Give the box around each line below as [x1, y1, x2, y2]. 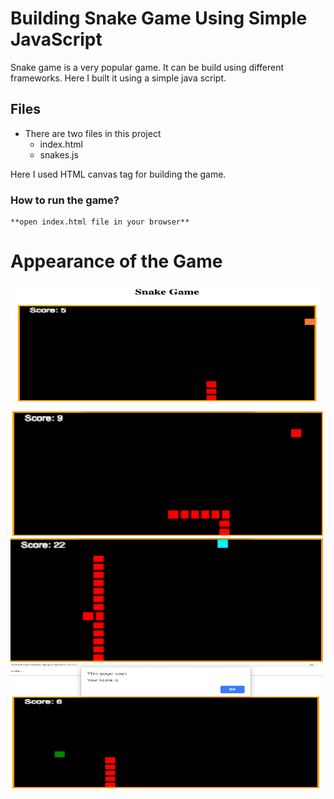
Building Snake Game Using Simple [10, 7, 308, 30]
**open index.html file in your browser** [10, 217, 190, 227]
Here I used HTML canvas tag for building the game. [10, 168, 227, 180]
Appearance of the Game [10, 250, 223, 273]
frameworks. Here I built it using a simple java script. [10, 72, 227, 84]
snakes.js [39, 148, 79, 161]
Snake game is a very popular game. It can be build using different [10, 61, 285, 73]
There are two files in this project [24, 127, 162, 139]
